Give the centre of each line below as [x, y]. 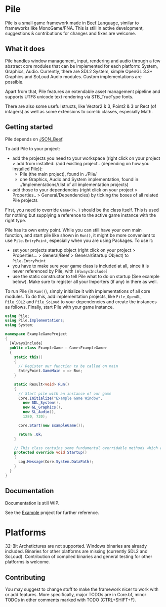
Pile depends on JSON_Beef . [35, 139]
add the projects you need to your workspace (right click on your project [86, 158]
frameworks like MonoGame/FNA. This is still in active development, [75, 28]
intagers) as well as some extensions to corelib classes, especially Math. [79, 111]
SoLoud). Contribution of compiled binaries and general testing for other [79, 557]
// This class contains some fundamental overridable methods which [86, 448]
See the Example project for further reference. [52, 513]
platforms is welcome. [28, 562]
